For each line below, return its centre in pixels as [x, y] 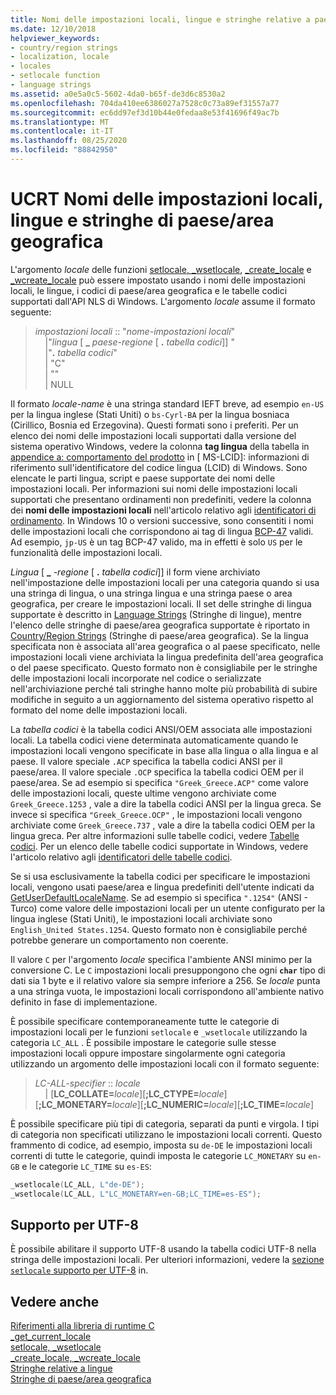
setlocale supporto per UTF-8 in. [79, 1270]
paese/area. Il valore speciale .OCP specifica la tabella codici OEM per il [157, 772]
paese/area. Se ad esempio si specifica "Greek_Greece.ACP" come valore [160, 782]
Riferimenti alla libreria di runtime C [82, 1326]
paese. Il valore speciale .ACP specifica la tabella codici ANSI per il [146, 761]
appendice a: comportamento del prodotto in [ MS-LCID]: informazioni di [160, 457]
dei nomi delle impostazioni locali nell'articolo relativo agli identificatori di [163, 510]
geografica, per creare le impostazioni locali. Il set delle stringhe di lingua [161, 603]
